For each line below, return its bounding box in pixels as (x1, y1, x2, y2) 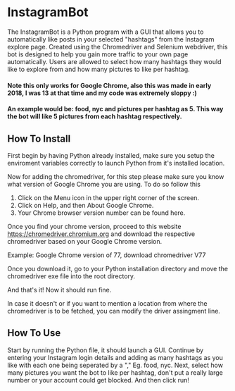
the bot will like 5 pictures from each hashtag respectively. (7, 112, 182, 120)
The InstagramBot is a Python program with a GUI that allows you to (7, 27, 204, 36)
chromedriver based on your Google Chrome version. (7, 237, 163, 245)
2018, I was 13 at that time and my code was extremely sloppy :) (7, 89, 197, 97)
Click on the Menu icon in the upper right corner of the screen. (17, 193, 199, 201)
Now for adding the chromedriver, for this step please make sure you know (7, 172, 224, 180)
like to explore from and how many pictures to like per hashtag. (7, 65, 190, 73)
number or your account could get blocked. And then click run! (7, 376, 190, 384)
